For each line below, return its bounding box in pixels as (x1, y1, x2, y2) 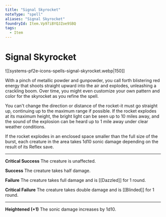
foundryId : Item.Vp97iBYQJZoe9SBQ (5, 21, 77, 26)
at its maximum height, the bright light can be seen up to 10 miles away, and (5, 113, 160, 119)
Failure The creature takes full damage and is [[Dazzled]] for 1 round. (5, 177, 146, 183)
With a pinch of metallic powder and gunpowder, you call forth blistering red (5, 77, 160, 83)
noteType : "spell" (5, 12, 43, 17)
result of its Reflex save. (5, 144, 54, 150)
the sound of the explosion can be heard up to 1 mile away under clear (5, 118, 148, 124)
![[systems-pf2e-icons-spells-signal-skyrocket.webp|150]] (5, 68, 125, 74)
